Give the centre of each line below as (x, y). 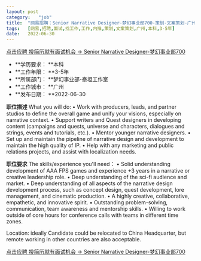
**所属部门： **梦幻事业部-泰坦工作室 (62, 79)
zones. (14, 222)
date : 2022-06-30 (31, 34)
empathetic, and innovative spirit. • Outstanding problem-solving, (87, 202)
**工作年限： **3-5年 (42, 72)
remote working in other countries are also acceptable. (74, 239)
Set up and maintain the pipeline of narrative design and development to (95, 139)
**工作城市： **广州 (39, 87)
